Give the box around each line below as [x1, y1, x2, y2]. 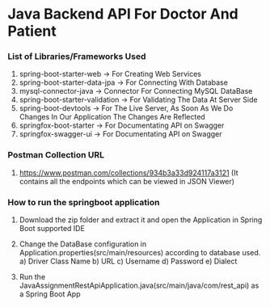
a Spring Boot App [19, 289, 82, 299]
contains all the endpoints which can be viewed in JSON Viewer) [19, 176, 235, 186]
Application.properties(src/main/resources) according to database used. [19, 248, 261, 258]
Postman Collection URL [7, 149, 104, 161]
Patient [7, 22, 57, 40]
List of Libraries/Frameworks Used [7, 51, 146, 62]
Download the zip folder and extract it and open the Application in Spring [19, 215, 263, 225]
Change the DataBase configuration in [19, 239, 147, 249]
